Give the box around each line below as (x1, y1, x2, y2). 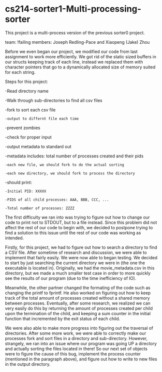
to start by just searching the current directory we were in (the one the (5, 260, 145, 266)
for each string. (5, 69, 36, 75)
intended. (5, 235, 24, 241)
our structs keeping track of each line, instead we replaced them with (5, 59, 144, 65)
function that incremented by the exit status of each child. (5, 316, 120, 321)
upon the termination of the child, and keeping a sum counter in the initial (5, 310, 151, 316)
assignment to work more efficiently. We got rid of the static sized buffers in (5, 53, 156, 59)
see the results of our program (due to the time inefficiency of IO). (5, 275, 136, 281)
